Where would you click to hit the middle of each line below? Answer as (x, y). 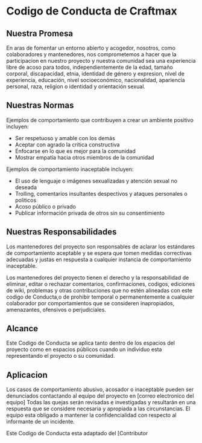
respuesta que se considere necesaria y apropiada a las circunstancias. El (98, 409)
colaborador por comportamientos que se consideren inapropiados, (90, 303)
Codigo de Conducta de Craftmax (92, 11)
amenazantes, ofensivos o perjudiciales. (56, 309)
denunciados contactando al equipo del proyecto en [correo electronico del (100, 396)
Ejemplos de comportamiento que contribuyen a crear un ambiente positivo (100, 120)
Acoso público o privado (46, 206)
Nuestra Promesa (40, 34)
